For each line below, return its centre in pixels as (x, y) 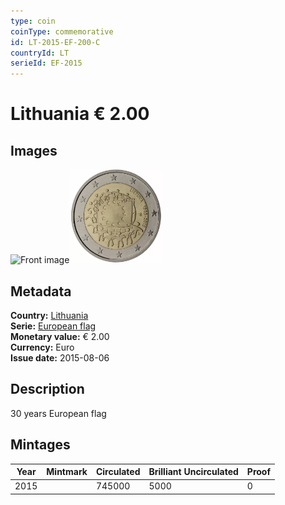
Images (34, 150)
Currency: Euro (42, 347)
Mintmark (67, 472)
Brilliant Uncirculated (193, 472)
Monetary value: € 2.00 (60, 336)
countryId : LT (40, 53)
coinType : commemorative (62, 31)
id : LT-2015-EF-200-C (55, 42)
